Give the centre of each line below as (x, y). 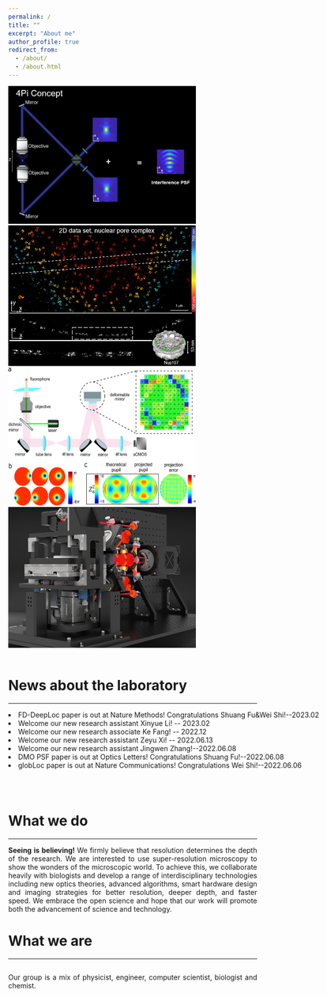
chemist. (23, 985)
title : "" (24, 25)
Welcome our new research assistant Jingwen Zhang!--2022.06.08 (128, 749)
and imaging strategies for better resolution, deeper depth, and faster (133, 892)
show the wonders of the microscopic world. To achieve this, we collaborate (133, 867)
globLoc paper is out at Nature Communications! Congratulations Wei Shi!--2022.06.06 (160, 765)
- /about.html (38, 67)
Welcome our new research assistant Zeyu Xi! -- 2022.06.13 (116, 740)
